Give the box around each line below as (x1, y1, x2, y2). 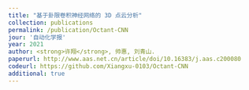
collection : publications (8, 19, 93, 27)
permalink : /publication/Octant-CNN (8, 26, 128, 34)
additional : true (8, 70, 65, 77)
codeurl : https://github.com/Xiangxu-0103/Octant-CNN (8, 63, 189, 70)
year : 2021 (8, 41, 44, 49)
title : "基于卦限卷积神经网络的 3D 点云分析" (8, 11, 143, 20)
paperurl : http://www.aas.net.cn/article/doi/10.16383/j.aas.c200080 (8, 56, 242, 63)
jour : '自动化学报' (8, 33, 66, 41)
